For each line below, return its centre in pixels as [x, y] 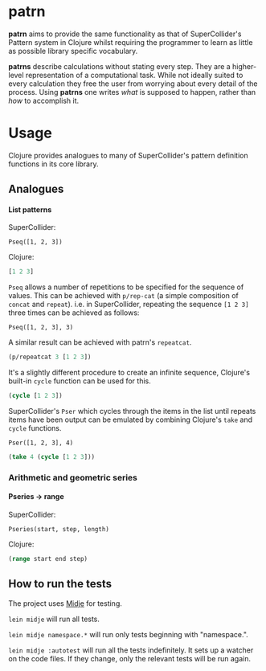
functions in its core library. [53, 164]
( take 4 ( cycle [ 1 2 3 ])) [51, 457]
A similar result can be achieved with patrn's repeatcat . [100, 342]
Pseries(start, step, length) [59, 530]
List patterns [30, 209]
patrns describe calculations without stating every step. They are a [119, 66]
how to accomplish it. [44, 100]
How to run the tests [60, 584]
